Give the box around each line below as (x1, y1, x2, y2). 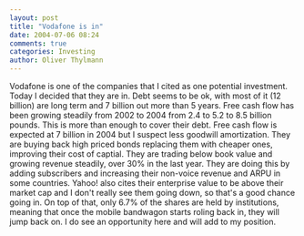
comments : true (9, 38, 67, 48)
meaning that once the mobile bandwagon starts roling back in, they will (9, 207, 280, 217)
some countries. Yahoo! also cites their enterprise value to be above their (9, 178, 284, 188)
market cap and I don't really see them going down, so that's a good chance (9, 188, 296, 198)
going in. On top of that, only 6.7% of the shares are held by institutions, (9, 197, 279, 208)
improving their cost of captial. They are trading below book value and (9, 149, 273, 159)
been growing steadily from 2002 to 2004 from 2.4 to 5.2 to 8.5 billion (9, 110, 272, 120)
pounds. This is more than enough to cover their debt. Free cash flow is (9, 119, 278, 130)
